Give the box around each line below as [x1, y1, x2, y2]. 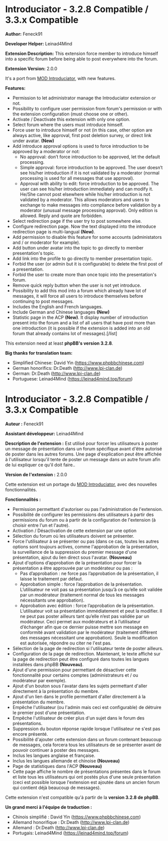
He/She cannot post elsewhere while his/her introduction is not [20, 191, 150, 197]
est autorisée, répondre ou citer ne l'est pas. [20, 640, 112, 646]
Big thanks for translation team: [5, 350, 73, 356]
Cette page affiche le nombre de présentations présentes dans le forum [12, 768, 160, 774]
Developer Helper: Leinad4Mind [5, 40, 73, 46]
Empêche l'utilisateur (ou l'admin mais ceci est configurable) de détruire [12, 704, 161, 710]
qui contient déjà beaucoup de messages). [12, 785, 101, 791]
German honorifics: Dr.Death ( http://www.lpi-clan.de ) [12, 365, 123, 371]
